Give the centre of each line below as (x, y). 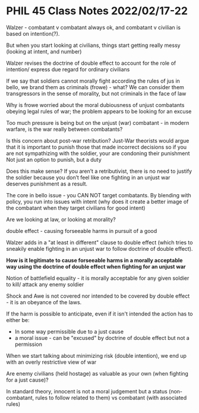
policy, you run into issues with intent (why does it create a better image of (97, 201)
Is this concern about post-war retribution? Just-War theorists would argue (98, 140)
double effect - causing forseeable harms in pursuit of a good (82, 231)
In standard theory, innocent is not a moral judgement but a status (87, 391)
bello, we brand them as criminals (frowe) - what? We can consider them (95, 87)
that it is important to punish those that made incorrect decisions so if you (97, 147)
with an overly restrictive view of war (51, 362)
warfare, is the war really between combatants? (64, 129)
